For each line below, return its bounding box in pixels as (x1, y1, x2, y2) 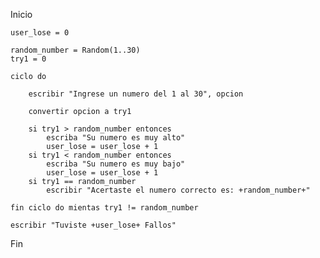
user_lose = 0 (10, 28, 70, 38)
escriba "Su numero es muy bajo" (46, 159, 186, 169)
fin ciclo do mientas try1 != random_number (10, 203, 199, 213)
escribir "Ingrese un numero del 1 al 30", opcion (28, 89, 244, 99)
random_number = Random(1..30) (10, 45, 141, 55)
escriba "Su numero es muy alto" (46, 133, 186, 143)
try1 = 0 (10, 54, 47, 64)
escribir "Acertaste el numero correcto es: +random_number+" (46, 185, 311, 195)
